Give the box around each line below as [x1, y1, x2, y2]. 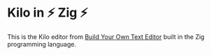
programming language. [7, 40, 77, 48]
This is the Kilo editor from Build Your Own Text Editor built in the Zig [7, 32, 205, 41]
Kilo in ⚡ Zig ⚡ [7, 5, 89, 21]
